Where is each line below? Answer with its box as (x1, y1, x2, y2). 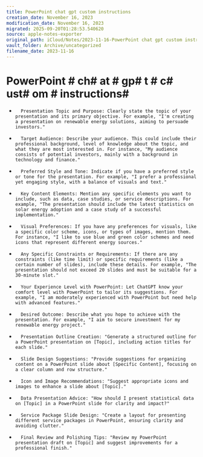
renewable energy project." (14, 322, 86, 328)
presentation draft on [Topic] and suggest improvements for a (14, 439, 178, 446)
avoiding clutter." (14, 423, 65, 429)
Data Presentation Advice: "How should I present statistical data (21, 395, 195, 401)
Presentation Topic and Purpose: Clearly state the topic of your (21, 108, 192, 114)
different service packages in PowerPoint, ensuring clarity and (14, 417, 183, 423)
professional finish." (14, 445, 72, 451)
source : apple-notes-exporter (6, 31, 83, 37)
